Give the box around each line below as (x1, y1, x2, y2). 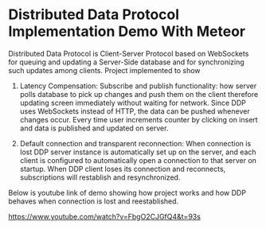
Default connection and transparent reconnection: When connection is (19, 138, 252, 148)
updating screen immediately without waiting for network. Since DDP (19, 98, 247, 107)
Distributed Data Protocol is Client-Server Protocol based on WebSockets (8, 49, 249, 58)
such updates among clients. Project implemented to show (8, 65, 201, 75)
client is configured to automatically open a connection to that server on (19, 155, 257, 165)
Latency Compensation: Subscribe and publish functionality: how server (19, 81, 257, 91)
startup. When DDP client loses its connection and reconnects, (19, 164, 226, 173)
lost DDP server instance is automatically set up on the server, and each (19, 147, 256, 157)
